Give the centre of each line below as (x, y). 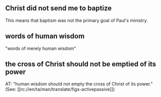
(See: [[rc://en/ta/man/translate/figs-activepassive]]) (60, 89)
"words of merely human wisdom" (41, 48)
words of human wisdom (45, 36)
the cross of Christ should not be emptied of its (81, 64)
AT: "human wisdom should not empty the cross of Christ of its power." (79, 84)
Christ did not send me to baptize (59, 8)
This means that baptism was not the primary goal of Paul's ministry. (76, 20)
